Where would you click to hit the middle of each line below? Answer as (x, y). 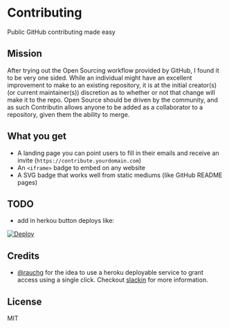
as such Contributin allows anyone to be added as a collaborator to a (105, 107)
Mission (25, 54)
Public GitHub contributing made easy (61, 32)
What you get (37, 136)
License (25, 301)
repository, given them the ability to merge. (68, 114)
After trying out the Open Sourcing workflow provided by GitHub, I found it (113, 70)
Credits (24, 256)
